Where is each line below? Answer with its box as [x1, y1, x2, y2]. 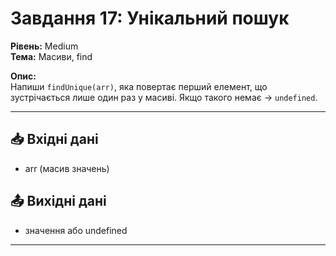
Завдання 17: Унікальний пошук [10, 7, 290, 30]
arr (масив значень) [24, 162, 110, 174]
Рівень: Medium [10, 40, 79, 52]
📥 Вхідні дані [10, 131, 99, 148]
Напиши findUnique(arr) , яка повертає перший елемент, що [10, 80, 268, 92]
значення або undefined [24, 224, 128, 236]
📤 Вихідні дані [10, 193, 107, 210]
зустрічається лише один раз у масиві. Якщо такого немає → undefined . [10, 91, 318, 103]
